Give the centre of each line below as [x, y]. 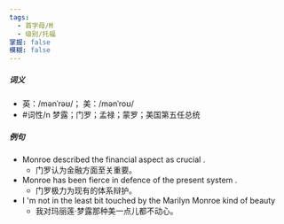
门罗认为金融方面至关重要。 [86, 170]
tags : [19, 17]
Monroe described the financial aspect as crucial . [114, 159]
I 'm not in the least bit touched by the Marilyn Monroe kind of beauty [149, 201]
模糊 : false [30, 50]
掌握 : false [30, 42]
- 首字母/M [35, 26]
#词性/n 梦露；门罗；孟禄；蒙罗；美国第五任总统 [111, 115]
